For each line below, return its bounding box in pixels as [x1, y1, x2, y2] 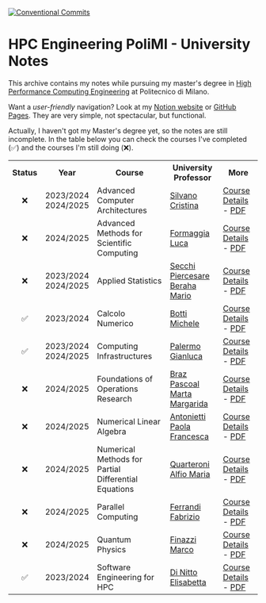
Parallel [97, 501, 125, 512]
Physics [97, 543, 127, 555]
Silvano [169, 190, 198, 201]
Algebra [97, 425, 127, 436]
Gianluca [169, 350, 203, 361]
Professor [173, 171, 212, 182]
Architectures [97, 205, 148, 216]
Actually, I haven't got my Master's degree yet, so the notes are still [8, 125, 228, 135]
